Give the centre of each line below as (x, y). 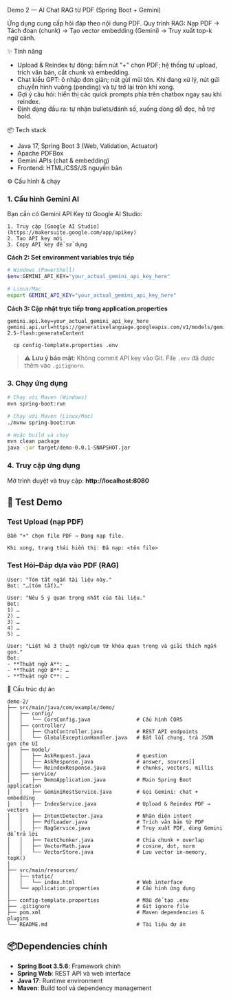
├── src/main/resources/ (43, 870)
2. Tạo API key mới (35, 239)
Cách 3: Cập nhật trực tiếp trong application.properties (88, 308)
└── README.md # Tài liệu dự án (97, 924)
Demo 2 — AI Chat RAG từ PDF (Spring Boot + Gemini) (84, 10)
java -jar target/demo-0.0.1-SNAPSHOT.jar (69, 448)
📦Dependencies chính (57, 946)
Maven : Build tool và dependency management (84, 988)
